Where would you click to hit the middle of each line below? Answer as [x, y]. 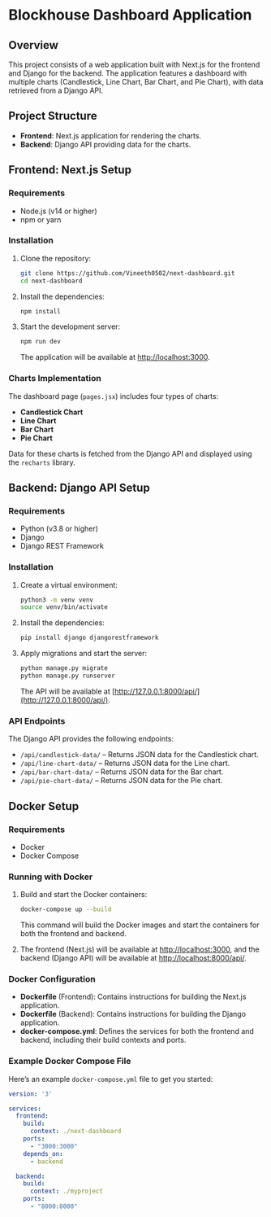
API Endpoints [37, 720]
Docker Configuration [52, 979]
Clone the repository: [56, 258]
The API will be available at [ [67, 691]
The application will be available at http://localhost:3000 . [115, 357]
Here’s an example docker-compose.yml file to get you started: [111, 1079]
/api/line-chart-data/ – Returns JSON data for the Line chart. [125, 764]
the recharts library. [42, 462]
